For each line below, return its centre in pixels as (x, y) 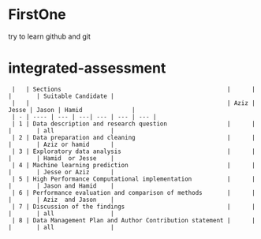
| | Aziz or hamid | (61, 144)
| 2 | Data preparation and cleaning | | (134, 137)
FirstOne (37, 15)
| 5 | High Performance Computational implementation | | (134, 179)
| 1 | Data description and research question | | (134, 124)
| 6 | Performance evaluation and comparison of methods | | (134, 192)
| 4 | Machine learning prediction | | (134, 165)
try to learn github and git (49, 36)
